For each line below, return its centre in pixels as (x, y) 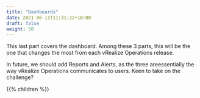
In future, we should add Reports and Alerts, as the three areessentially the (100, 65)
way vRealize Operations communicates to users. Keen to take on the (94, 71)
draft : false (23, 23)
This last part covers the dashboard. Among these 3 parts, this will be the (98, 46)
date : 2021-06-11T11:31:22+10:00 (49, 18)
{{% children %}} (28, 89)
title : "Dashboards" (33, 12)
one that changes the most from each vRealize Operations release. (90, 53)
